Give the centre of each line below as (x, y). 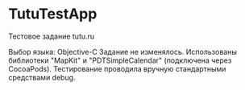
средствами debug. (42, 77)
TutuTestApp (53, 14)
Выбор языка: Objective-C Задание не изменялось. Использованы (123, 51)
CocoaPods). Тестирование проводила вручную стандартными (117, 68)
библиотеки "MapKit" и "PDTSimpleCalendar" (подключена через (120, 60)
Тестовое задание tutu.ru (52, 36)
